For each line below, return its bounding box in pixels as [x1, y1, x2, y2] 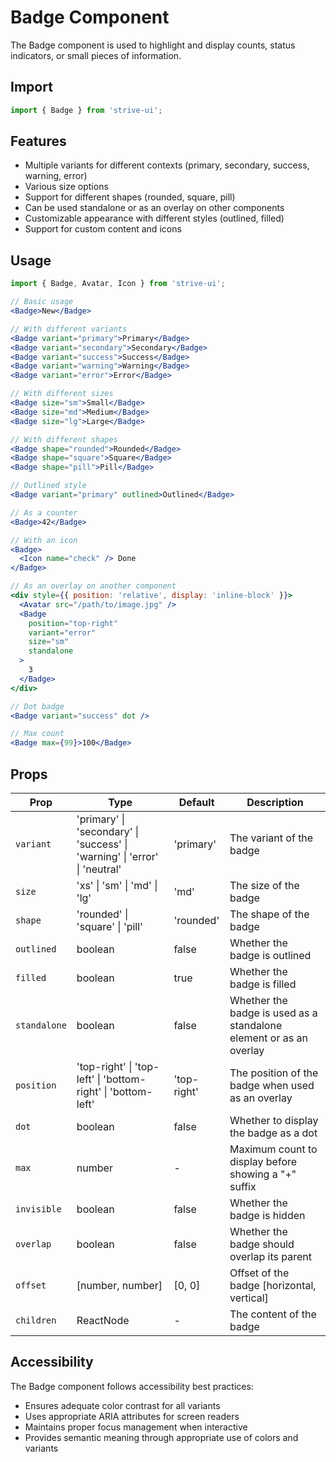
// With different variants [10, 324, 128, 334]
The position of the [229, 1066, 319, 1080]
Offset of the [229, 1266, 290, 1280]
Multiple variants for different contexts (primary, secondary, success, [24, 159, 310, 171]
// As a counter [10, 507, 78, 518]
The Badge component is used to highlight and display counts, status [10, 39, 296, 51]
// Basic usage [10, 297, 74, 307]
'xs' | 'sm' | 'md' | [76, 878, 158, 892]
